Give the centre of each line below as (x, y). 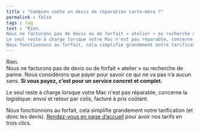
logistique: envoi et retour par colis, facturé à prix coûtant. (77, 98)
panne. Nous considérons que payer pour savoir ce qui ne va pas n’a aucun (99, 74)
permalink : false (29, 17)
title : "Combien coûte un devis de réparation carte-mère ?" (85, 12)
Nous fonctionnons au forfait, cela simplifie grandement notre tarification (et (100, 110)
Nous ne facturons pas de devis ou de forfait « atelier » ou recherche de (95, 68)
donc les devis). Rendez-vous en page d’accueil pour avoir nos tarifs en (94, 116)
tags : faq (20, 23)
